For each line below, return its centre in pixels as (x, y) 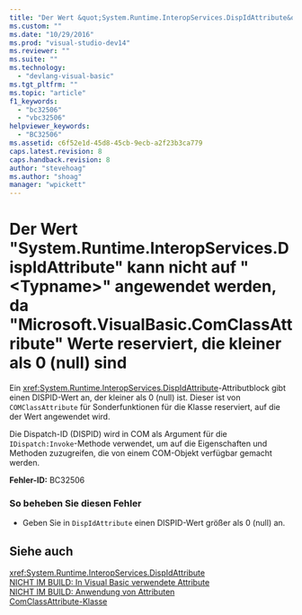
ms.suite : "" (34, 59)
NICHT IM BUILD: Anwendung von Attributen (92, 592)
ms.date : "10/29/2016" (52, 34)
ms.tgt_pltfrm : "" (44, 85)
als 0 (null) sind (68, 363)
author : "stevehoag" (48, 168)
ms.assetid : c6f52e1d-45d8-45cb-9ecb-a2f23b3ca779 (106, 143)
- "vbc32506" (42, 118)
